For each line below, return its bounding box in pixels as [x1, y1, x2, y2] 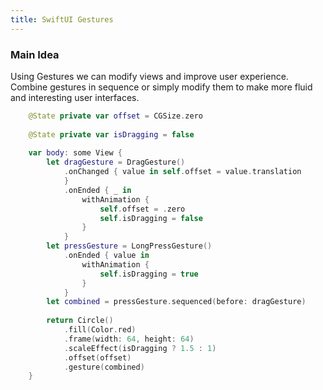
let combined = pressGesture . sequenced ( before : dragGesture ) [46, 297, 307, 307]
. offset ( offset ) [63, 352, 132, 363]
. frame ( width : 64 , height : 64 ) [63, 334, 195, 344]
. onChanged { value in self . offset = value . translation [63, 167, 302, 177]
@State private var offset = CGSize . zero [28, 111, 203, 121]
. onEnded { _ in [63, 185, 132, 195]
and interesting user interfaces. [10, 91, 140, 103]
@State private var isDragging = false [28, 129, 195, 140]
